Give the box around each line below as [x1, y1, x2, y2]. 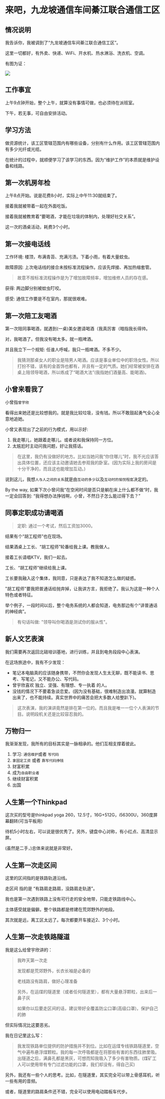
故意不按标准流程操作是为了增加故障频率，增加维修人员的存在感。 [17, 275, 151, 281]
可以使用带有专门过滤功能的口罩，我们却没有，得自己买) [21, 1061, 135, 1067]
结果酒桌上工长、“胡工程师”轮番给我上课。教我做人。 [5, 543, 112, 550]
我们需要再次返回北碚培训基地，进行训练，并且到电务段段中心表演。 [5, 649, 143, 655]
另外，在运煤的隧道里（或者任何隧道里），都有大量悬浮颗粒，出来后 [17, 989, 153, 994]
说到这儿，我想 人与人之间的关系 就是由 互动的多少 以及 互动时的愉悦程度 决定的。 [5, 476, 151, 482]
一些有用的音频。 [5, 1078, 40, 1084]
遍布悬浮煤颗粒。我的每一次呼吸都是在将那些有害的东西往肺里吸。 [26, 1049, 160, 1055]
